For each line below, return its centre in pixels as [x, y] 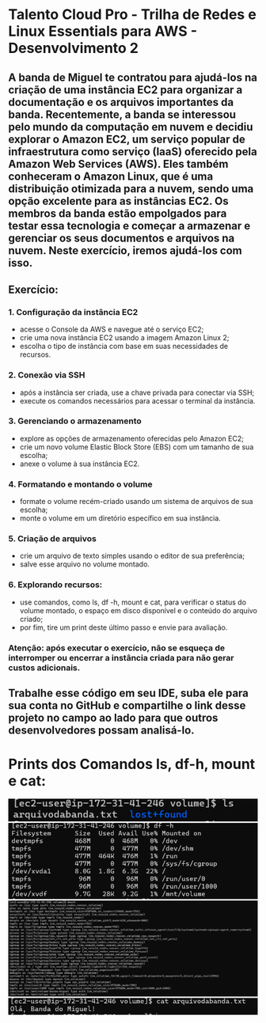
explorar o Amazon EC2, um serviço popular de [127, 139]
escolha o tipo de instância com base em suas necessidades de [123, 347]
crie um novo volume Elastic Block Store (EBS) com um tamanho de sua [137, 447]
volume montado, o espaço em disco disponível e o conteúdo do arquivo [139, 610]
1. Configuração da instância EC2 [73, 312]
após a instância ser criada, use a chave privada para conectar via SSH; [137, 392]
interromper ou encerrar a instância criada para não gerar [121, 657]
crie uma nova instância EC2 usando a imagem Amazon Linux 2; [124, 338]
